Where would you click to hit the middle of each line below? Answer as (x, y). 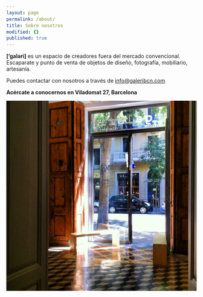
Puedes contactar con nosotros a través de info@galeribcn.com (86, 81)
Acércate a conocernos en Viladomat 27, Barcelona (72, 92)
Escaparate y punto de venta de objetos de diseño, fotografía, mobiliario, (97, 63)
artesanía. (19, 69)
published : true (27, 38)
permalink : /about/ (31, 19)
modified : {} (23, 32)
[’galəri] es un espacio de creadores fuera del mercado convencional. (93, 56)
